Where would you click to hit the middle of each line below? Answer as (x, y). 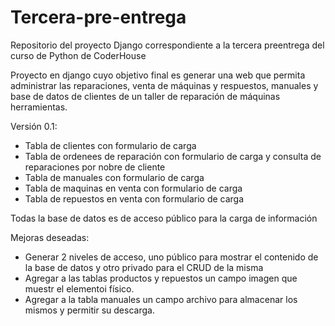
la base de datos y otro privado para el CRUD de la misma (144, 267)
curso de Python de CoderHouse (78, 55)
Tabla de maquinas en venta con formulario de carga (133, 188)
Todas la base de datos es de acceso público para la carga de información (164, 218)
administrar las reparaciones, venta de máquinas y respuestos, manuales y (164, 85)
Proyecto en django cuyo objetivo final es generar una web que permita (158, 75)
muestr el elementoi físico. (79, 288)
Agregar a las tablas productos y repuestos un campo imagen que (161, 278)
